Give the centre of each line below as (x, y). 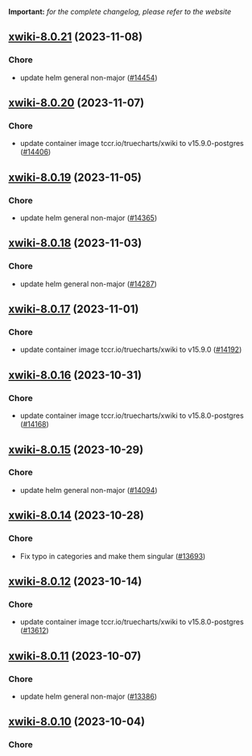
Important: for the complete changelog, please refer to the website (120, 12)
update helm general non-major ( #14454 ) (89, 77)
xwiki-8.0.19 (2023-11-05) (75, 177)
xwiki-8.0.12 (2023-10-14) (75, 581)
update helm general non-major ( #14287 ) (88, 284)
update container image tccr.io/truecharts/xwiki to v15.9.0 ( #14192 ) (131, 349)
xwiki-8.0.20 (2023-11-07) (76, 103)
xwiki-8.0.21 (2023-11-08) (76, 37)
